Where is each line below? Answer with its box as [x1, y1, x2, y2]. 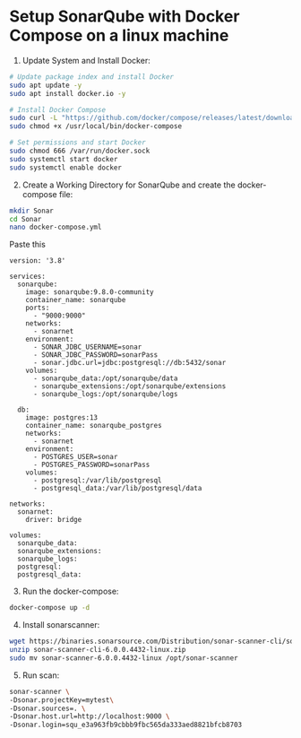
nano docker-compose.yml [9, 222, 102, 232]
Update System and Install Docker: [21, 55, 150, 65]
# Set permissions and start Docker [9, 138, 146, 147]
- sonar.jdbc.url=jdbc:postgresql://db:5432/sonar [32, 359, 227, 368]
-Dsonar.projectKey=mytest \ [9, 695, 115, 705]
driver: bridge [25, 516, 82, 525]
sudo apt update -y [9, 81, 82, 90]
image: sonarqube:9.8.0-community [25, 288, 154, 297]
